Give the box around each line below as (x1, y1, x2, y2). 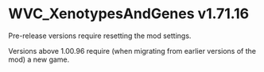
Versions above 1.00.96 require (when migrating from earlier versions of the (8, 46, 257, 55)
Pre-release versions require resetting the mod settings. (8, 31, 192, 40)
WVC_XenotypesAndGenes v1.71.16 (8, 5, 249, 23)
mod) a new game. (8, 55, 70, 64)
